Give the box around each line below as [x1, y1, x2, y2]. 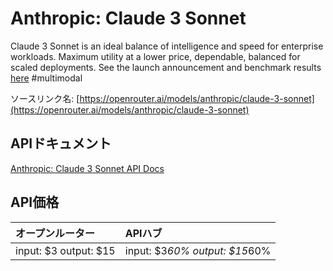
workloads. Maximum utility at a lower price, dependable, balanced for [10, 50, 301, 62]
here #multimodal [10, 72, 83, 84]
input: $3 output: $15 [15, 243, 116, 257]
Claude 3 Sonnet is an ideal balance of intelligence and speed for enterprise [10, 40, 324, 52]
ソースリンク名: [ [10, 92, 80, 104]
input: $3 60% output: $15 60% [124, 243, 272, 257]
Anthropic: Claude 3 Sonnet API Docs [10, 162, 165, 174]
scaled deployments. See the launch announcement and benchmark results [10, 61, 322, 73]
